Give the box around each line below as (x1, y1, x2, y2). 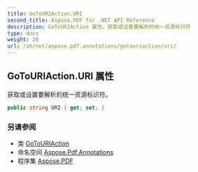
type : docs (7, 29, 39, 37)
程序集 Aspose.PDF (17, 157, 73, 165)
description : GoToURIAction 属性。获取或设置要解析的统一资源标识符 (7, 23, 191, 30)
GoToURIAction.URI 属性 (7, 71, 114, 83)
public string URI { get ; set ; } (7, 104, 105, 111)
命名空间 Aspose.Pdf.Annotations (17, 148, 114, 156)
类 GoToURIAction (17, 139, 70, 148)
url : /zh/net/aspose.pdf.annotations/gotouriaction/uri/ (7, 43, 177, 50)
